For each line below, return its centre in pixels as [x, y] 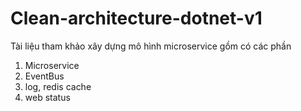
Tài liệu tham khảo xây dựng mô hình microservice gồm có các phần [151, 46]
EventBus [44, 76]
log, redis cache [58, 86]
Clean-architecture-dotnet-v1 [136, 18]
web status [47, 97]
